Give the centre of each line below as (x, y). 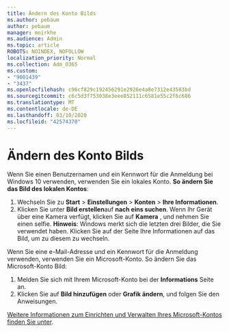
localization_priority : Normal (52, 58)
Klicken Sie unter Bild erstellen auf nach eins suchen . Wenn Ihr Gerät (114, 209)
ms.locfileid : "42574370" (44, 122)
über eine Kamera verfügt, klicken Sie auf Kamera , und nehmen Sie (113, 217)
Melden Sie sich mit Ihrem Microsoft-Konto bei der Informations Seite (115, 280)
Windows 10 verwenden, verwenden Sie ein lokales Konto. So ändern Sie (110, 181)
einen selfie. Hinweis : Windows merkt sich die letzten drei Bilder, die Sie (119, 224)
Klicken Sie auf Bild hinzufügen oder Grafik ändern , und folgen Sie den (118, 294)
